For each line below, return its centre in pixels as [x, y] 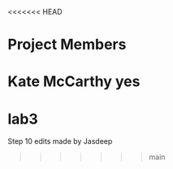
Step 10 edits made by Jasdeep [60, 141]
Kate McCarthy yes [74, 82]
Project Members [67, 45]
